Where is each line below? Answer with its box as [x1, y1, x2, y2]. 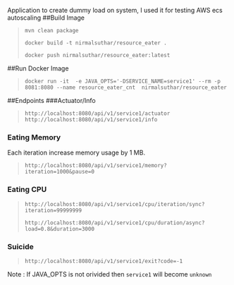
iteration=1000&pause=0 [24, 169, 95, 176]
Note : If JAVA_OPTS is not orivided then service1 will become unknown [7, 269, 212, 278]
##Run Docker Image [7, 64, 69, 73]
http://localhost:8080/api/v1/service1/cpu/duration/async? [24, 219, 205, 226]
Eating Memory [7, 132, 61, 142]
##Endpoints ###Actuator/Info [7, 97, 97, 104]
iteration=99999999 [24, 207, 82, 214]
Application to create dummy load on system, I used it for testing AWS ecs [7, 6, 223, 14]
